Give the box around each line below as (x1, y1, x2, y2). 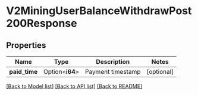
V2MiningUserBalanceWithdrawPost (6, 4, 192, 18)
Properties (6, 40, 46, 50)
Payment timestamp (85, 68, 141, 76)
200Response (6, 17, 77, 30)
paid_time (9, 68, 38, 76)
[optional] (146, 68, 174, 76)
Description (96, 58, 130, 65)
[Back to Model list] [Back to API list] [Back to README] (6, 83, 143, 90)
